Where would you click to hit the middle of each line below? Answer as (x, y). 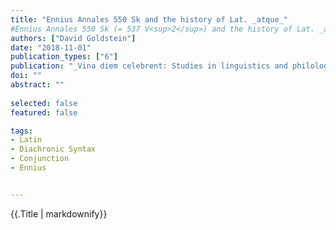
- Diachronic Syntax (53, 149)
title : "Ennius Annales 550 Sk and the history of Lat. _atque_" (149, 19)
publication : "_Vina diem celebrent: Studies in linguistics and (149, 66)
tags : (21, 131)
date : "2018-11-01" (51, 47)
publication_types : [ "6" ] (64, 57)
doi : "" (26, 76)
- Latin (26, 140)
